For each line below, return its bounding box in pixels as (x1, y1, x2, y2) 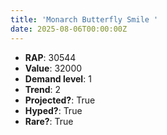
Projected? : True (24, 94, 96, 106)
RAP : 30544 (24, 51, 77, 63)
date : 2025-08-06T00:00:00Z (10, 24, 128, 34)
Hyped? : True (24, 104, 83, 116)
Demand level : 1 (24, 72, 92, 85)
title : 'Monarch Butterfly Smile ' (10, 14, 159, 25)
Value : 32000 (24, 62, 83, 74)
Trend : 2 (24, 83, 62, 95)
